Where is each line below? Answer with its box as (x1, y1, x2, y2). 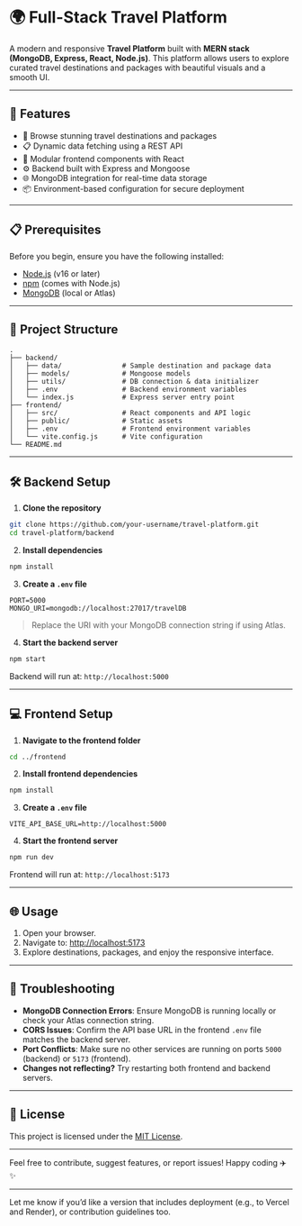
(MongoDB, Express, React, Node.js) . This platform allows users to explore (9, 52, 289, 63)
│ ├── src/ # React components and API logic (9, 409, 252, 418)
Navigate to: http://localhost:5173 (22, 937, 146, 948)
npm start (9, 654, 47, 663)
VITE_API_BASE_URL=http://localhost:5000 (9, 820, 167, 829)
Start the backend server (22, 637, 119, 648)
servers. (22, 1072, 54, 1083)
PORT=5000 (9, 595, 47, 604)
